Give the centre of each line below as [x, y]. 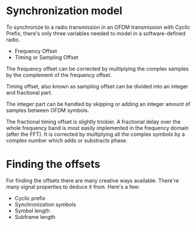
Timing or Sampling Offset [46, 57]
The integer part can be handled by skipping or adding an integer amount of [98, 104]
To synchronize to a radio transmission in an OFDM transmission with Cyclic [98, 27]
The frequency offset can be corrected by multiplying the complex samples [97, 68]
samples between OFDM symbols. [48, 110]
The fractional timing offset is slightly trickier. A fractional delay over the [93, 121]
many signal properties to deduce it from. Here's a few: [73, 187]
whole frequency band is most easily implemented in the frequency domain [97, 128]
